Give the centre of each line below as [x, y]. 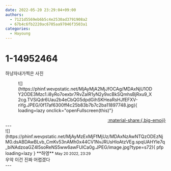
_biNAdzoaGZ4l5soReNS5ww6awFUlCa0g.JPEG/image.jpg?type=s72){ [80, 147]
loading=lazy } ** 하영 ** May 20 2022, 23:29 [48, 153]
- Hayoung [20, 33]
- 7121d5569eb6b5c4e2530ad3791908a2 [49, 19]
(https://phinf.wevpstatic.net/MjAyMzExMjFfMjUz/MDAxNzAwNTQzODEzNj [84, 136]
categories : [18, 29]
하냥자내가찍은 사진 [24, 73]
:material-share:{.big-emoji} [137, 120]
